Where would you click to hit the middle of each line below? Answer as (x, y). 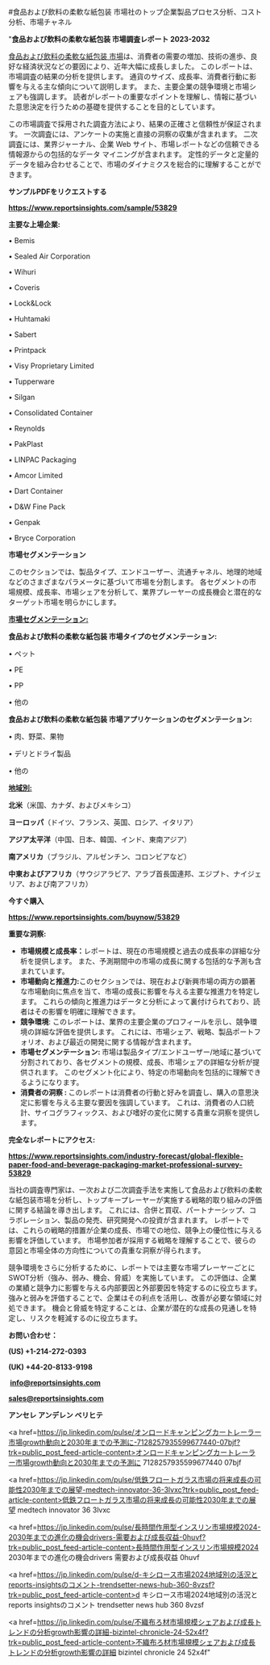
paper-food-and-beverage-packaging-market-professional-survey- (126, 1165)
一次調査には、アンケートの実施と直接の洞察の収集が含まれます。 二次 (141, 134)
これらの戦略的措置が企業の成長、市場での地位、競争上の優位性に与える (142, 1230)
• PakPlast (26, 444)
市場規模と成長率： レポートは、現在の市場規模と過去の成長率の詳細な (137, 951)
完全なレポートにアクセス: (52, 1140)
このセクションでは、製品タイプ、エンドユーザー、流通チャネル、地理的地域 (135, 572)
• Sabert (23, 334)
